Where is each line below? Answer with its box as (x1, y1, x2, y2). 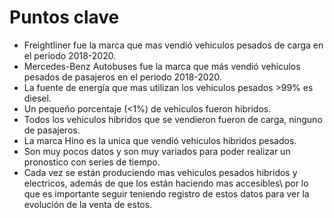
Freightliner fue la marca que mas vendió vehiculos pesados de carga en (23, 39, 324, 51)
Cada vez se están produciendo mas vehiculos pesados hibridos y (23, 166, 298, 178)
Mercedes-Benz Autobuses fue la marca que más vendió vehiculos (23, 60, 301, 72)
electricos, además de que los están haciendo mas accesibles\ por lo (23, 177, 309, 189)
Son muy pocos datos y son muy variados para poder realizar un (23, 145, 291, 157)
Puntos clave (9, 6, 120, 29)
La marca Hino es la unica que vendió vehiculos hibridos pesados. (23, 134, 297, 146)
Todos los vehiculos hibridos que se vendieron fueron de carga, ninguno (23, 113, 323, 125)
